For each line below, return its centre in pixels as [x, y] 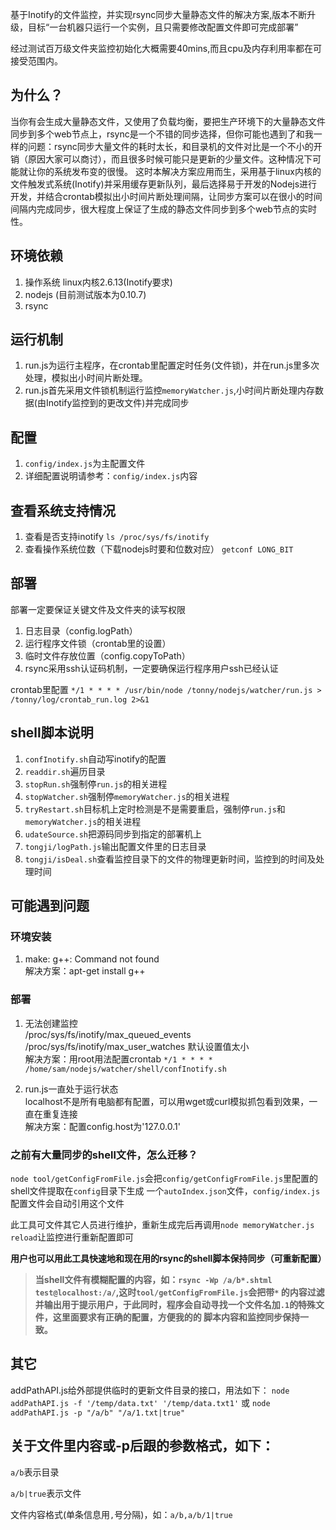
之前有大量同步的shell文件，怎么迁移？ [104, 1155]
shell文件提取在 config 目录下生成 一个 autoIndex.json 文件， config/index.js [165, 1190]
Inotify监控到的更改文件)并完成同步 [117, 403]
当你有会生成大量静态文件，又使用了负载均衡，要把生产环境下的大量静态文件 [168, 121]
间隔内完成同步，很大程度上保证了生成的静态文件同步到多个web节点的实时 [163, 209]
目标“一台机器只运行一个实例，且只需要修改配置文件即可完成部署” [163, 27]
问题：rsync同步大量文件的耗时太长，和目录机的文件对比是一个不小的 [170, 146]
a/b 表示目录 [35, 1472]
